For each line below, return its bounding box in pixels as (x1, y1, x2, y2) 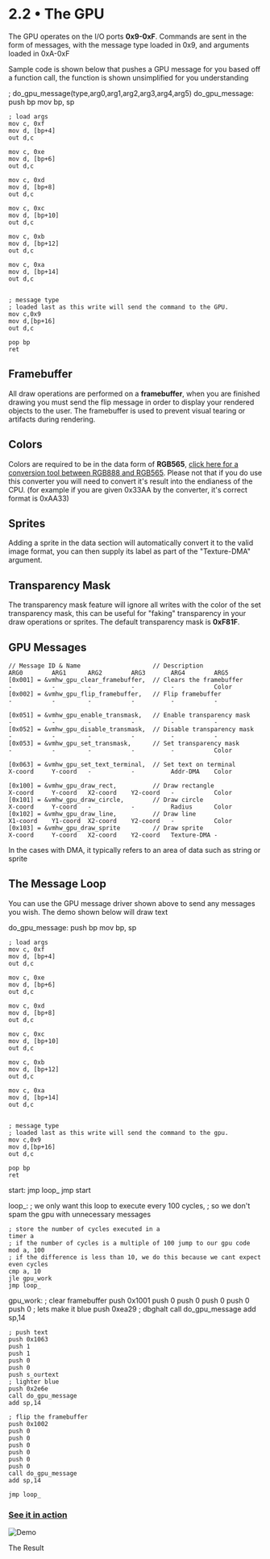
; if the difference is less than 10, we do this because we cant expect (8, 1253, 262, 1262)
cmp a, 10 (8, 1267, 42, 1275)
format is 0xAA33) (8, 493, 70, 503)
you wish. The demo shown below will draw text (8, 907, 168, 917)
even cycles (8, 1260, 48, 1268)
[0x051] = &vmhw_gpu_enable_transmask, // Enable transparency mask (8, 711, 251, 719)
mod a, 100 (8, 1246, 45, 1254)
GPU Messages (8, 640, 87, 654)
